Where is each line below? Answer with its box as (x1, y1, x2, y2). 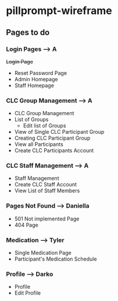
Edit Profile (14, 289, 41, 296)
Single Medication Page (14, 250, 71, 257)
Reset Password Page (14, 69, 67, 77)
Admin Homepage (14, 75, 58, 82)
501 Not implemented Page (14, 215, 80, 222)
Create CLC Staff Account (14, 181, 77, 188)
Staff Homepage (14, 82, 54, 89)
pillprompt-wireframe (6, 4, 112, 18)
